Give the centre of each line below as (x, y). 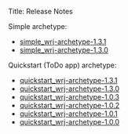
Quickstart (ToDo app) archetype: (62, 65)
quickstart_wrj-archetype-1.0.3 (69, 97)
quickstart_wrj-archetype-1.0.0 (69, 122)
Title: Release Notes (40, 11)
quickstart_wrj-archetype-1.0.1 (68, 114)
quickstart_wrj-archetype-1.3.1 (68, 80)
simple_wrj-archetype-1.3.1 (63, 42)
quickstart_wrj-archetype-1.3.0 (69, 89)
